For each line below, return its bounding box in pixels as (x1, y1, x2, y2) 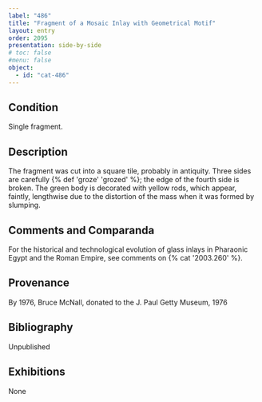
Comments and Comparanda (8, 223, 155, 237)
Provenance (8, 277, 70, 290)
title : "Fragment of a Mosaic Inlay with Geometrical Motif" (8, 19, 216, 27)
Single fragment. (8, 121, 63, 132)
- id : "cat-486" (15, 71, 69, 79)
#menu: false (8, 57, 52, 65)
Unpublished (8, 341, 50, 352)
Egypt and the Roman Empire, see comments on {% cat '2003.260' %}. (8, 253, 244, 263)
